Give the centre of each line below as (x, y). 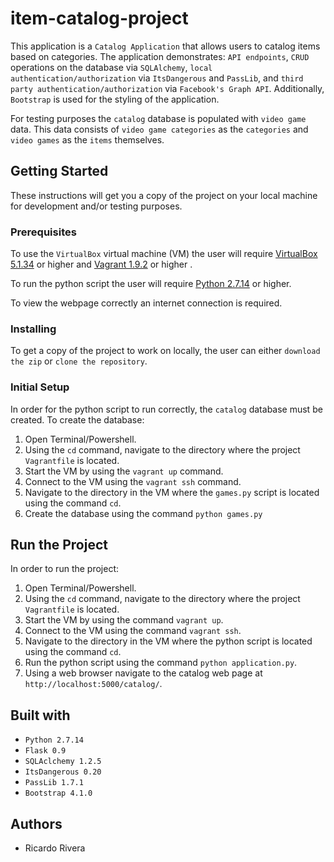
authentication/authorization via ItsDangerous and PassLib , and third (157, 78)
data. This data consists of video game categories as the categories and (159, 129)
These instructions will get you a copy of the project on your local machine (164, 195)
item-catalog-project (99, 18)
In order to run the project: (65, 569)
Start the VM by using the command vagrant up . (124, 620)
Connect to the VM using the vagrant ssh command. (133, 481)
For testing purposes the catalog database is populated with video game (158, 118)
